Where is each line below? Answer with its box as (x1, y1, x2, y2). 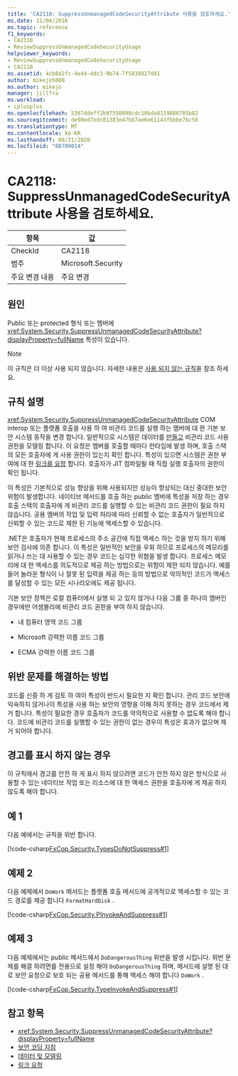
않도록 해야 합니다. (7, 787, 59, 796)
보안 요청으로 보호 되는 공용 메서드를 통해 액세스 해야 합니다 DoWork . (14, 971, 205, 979)
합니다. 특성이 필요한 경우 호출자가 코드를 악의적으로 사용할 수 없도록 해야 (14, 709, 218, 717)
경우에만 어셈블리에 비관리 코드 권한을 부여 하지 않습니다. (7, 602, 165, 611)
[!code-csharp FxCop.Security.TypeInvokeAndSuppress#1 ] (7, 985, 178, 993)
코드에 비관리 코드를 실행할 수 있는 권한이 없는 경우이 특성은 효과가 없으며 (16, 717, 220, 726)
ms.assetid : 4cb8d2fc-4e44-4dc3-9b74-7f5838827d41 (7, 70, 161, 77)
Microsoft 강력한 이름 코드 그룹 (17, 633, 105, 641)
